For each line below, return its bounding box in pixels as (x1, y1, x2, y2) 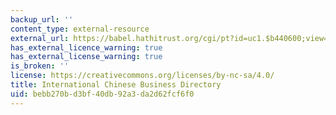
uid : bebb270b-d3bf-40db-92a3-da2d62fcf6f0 (10, 89, 195, 99)
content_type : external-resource (10, 24, 150, 34)
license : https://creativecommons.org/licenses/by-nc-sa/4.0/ (10, 71, 275, 81)
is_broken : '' (10, 61, 70, 71)
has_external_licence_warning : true (10, 42, 163, 53)
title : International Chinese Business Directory (10, 80, 222, 90)
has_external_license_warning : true (10, 52, 163, 62)
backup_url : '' (10, 14, 74, 25)
